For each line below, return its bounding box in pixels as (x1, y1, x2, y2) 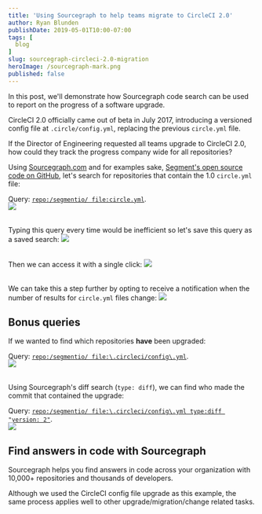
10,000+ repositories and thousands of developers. (8, 473, 174, 483)
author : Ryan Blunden (8, 19, 79, 27)
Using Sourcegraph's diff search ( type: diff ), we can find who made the (8, 383, 245, 392)
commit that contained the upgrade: (8, 391, 124, 401)
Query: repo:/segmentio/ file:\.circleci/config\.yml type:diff (8, 406, 222, 416)
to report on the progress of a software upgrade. (8, 100, 166, 109)
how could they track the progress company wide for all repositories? (8, 147, 233, 156)
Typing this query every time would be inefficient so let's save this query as (8, 225, 253, 234)
